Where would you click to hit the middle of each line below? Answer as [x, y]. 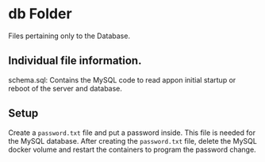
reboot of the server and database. [65, 88]
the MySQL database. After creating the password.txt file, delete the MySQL [133, 141]
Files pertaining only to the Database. [69, 36]
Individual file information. [75, 61]
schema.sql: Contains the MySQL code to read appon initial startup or [122, 79]
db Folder [40, 14]
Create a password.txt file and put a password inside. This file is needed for [132, 133]
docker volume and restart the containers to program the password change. [132, 149]
